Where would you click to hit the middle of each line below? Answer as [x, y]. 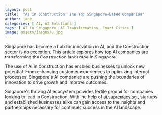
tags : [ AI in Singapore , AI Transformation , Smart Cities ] [69, 28]
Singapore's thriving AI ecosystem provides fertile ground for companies [79, 92]
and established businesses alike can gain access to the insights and [75, 102]
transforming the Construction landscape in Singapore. [61, 57]
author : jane [19, 19]
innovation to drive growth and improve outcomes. [56, 82]
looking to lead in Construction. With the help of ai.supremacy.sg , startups [81, 97]
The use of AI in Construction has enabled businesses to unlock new [75, 66]
